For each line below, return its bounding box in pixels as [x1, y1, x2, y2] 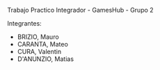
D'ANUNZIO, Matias [17, 55, 74, 63]
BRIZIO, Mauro [17, 33, 59, 41]
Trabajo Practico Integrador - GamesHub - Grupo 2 [7, 6, 154, 14]
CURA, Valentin [17, 48, 61, 55]
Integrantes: [7, 19, 42, 27]
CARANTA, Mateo [17, 40, 68, 48]
